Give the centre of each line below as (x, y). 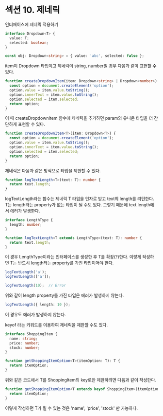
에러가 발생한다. (25, 211)
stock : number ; (25, 348)
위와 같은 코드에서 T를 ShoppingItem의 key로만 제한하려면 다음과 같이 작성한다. (81, 380)
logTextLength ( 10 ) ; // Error (36, 286)
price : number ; (25, 343)
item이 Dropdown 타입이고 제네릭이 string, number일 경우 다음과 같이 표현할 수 (81, 66)
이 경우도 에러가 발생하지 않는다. (36, 314)
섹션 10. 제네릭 (33, 10)
